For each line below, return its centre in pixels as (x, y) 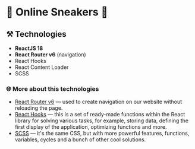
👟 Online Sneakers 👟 (57, 12)
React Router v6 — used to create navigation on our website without (98, 102)
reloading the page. (39, 108)
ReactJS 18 (29, 48)
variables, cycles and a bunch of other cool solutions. (80, 140)
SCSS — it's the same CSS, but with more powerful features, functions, (102, 134)
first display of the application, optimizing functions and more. (91, 127)
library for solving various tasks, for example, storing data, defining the (102, 121)
